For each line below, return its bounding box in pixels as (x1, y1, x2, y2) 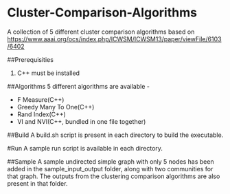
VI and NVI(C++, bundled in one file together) (16, 117, 146, 125)
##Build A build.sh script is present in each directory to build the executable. (7, 131, 224, 139)
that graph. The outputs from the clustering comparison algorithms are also (7, 172, 220, 180)
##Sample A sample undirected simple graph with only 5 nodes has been (7, 157, 214, 166)
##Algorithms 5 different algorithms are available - (7, 82, 150, 90)
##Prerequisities (7, 55, 54, 63)
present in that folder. (7, 179, 68, 187)
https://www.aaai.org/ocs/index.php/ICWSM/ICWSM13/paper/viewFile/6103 (7, 34, 222, 43)
